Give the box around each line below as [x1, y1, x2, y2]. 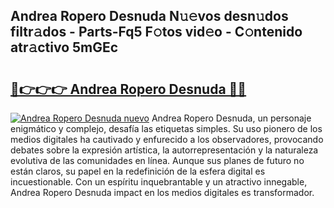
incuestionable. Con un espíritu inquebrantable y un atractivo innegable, [10, 176, 308, 188]
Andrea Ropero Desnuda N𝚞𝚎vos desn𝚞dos [10, 8, 289, 25]
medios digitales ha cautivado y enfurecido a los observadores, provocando [10, 134, 324, 145]
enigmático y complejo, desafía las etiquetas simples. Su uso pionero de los [10, 123, 323, 134]
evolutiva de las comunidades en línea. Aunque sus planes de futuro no [10, 155, 305, 166]
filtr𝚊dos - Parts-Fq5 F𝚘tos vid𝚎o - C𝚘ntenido [10, 24, 303, 41]
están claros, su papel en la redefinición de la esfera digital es [10, 165, 266, 177]
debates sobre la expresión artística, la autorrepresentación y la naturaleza [10, 144, 319, 156]
